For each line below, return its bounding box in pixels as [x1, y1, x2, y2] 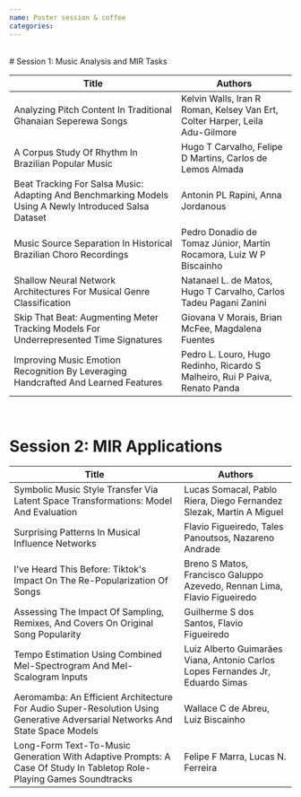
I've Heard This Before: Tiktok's [13, 563, 147, 575]
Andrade [184, 543, 221, 556]
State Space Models [13, 724, 99, 737]
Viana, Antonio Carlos [184, 654, 276, 667]
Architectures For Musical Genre [13, 285, 150, 297]
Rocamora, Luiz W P [180, 248, 266, 260]
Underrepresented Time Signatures [13, 333, 163, 346]
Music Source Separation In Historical [13, 237, 173, 250]
